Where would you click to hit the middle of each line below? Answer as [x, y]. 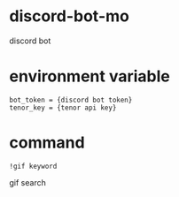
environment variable [89, 76]
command [47, 143]
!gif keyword [33, 166]
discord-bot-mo [70, 16]
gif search [27, 182]
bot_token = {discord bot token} [71, 100]
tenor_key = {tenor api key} [63, 108]
